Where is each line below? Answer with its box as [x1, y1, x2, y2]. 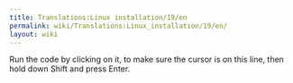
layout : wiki [9, 29, 59, 38]
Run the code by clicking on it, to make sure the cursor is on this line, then [9, 54, 284, 65]
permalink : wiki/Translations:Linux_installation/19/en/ [9, 21, 228, 30]
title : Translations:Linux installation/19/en [9, 12, 188, 22]
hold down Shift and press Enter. [9, 63, 131, 74]
